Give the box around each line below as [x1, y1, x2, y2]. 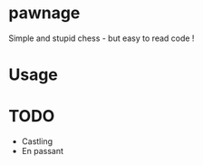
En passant [21, 146, 64, 157]
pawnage [8, 3, 81, 24]
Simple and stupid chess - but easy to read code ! [8, 33, 195, 44]
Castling [21, 136, 53, 147]
